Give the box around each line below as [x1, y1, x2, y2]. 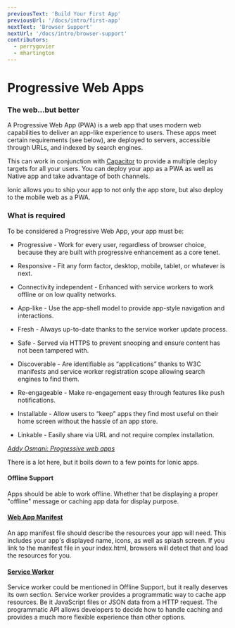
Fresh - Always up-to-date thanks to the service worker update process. [17, 325, 228, 333]
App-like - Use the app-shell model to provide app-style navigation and [17, 303, 225, 312]
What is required [7, 211, 65, 220]
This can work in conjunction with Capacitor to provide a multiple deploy [7, 157, 217, 165]
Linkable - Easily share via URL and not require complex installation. [17, 430, 215, 439]
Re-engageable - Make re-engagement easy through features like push [17, 388, 225, 396]
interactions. [17, 311, 54, 320]
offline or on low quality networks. [17, 290, 117, 299]
